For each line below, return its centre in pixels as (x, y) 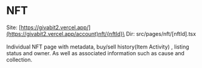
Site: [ (14, 27)
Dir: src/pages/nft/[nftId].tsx (161, 33)
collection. (19, 59)
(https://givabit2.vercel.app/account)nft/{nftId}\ (66, 33)
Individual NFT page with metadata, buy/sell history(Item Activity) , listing (98, 47)
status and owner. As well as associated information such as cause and (96, 53)
